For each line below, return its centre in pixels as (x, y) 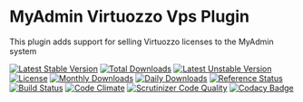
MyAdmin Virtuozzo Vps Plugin (130, 17)
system (23, 51)
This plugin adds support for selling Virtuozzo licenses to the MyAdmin (142, 42)
